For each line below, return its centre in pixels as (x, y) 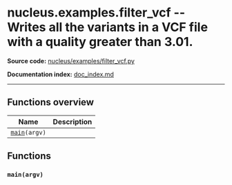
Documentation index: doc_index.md (60, 74)
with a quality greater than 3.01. (100, 42)
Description (72, 122)
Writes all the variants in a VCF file (108, 27)
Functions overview (51, 102)
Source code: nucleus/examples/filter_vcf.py (71, 61)
